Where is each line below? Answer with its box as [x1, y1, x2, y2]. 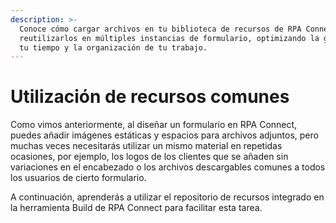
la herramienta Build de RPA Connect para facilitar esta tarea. [10, 202, 263, 214]
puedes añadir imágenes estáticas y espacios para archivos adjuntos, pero [10, 129, 319, 141]
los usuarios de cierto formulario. [10, 172, 147, 184]
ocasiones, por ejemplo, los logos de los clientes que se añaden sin [10, 151, 289, 163]
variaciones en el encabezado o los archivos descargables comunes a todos [10, 161, 326, 173]
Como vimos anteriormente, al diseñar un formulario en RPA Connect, [10, 119, 298, 131]
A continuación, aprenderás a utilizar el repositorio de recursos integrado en [10, 191, 325, 203]
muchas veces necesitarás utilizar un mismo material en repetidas [10, 140, 283, 152]
